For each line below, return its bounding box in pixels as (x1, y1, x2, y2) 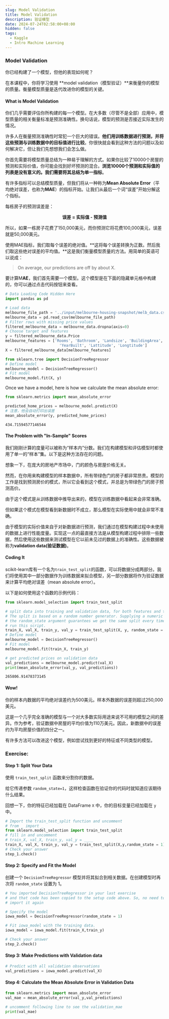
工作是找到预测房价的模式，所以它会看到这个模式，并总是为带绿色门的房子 (5, 479, 159, 485)
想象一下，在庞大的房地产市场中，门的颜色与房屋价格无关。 (5, 461, 129, 468)
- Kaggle (10, 36, 28, 41)
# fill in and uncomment (5, 832, 57, 838)
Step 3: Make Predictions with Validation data (5, 952, 103, 958)
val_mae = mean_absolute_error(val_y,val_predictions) (5, 995, 123, 1000)
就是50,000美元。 (5, 231, 42, 238)
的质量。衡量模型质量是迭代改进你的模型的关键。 (5, 86, 107, 92)
